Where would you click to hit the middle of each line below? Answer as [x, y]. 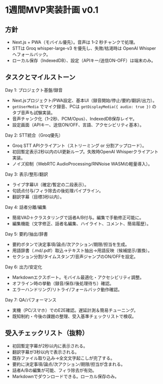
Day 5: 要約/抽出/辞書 [26, 234]
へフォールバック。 [31, 54]
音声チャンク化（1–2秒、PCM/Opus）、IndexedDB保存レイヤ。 [74, 119]
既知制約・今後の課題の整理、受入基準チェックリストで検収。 [74, 316]
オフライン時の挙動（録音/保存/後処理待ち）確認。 [63, 283]
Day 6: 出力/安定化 [24, 267]
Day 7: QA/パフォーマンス [31, 300]
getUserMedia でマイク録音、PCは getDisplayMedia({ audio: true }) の [84, 106]
